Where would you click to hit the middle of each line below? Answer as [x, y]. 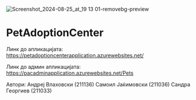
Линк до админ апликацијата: [44, 66]
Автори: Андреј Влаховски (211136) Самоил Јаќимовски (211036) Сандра [98, 84]
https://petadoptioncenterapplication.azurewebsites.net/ [75, 55]
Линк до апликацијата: [35, 49]
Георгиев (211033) [29, 91]
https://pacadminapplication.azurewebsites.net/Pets [70, 73]
